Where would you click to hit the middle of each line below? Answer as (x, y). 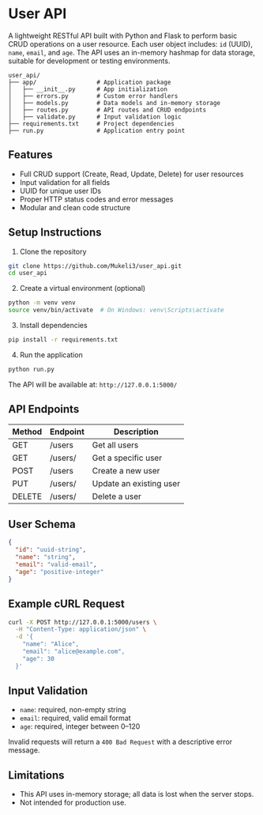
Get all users (115, 445)
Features (30, 155)
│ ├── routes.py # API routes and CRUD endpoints (107, 110)
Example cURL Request (66, 604)
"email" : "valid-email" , (56, 565)
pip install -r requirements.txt (63, 340)
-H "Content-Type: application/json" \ (81, 629)
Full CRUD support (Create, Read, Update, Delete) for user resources (131, 174)
